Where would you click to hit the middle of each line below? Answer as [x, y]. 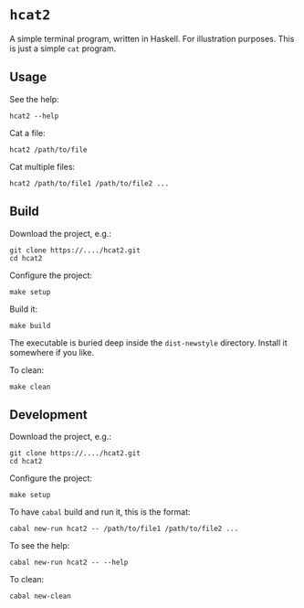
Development [49, 415]
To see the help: [40, 546]
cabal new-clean [40, 596]
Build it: [24, 309]
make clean [30, 387]
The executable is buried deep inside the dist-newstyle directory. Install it [148, 342]
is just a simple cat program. [63, 48]
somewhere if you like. [52, 352]
